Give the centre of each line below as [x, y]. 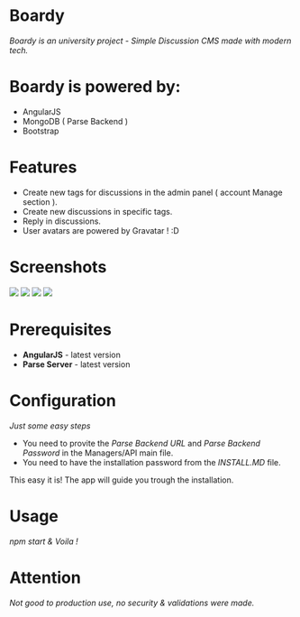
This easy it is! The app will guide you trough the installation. [122, 480]
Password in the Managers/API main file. [98, 453]
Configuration [63, 400]
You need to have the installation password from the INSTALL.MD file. [151, 462]
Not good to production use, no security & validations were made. [132, 603]
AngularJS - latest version [72, 355]
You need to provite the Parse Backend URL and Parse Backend [141, 443]
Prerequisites [61, 329]
